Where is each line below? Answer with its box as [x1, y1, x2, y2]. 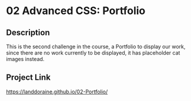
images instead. [6, 56, 45, 62]
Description [6, 28, 50, 38]
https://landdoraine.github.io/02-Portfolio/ [6, 88, 108, 95]
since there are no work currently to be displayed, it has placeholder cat [6, 49, 180, 56]
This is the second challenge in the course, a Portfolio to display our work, [6, 43, 186, 50]
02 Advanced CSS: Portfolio [6, 4, 146, 18]
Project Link [6, 72, 51, 83]
